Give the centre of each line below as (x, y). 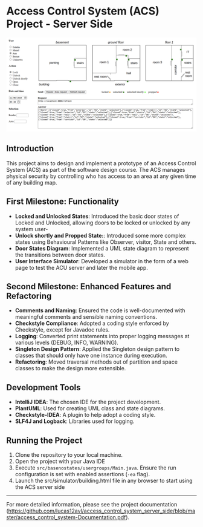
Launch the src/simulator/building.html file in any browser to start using (104, 481)
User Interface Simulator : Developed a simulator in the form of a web (102, 261)
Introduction (30, 149)
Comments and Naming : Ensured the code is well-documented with (100, 310)
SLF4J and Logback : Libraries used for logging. (75, 421)
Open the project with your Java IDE (60, 462)
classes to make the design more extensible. (70, 368)
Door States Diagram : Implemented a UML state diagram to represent (102, 248)
